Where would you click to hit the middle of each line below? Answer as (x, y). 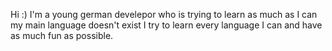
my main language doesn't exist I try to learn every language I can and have (166, 25)
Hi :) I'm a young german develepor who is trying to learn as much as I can (164, 14)
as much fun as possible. (62, 35)
